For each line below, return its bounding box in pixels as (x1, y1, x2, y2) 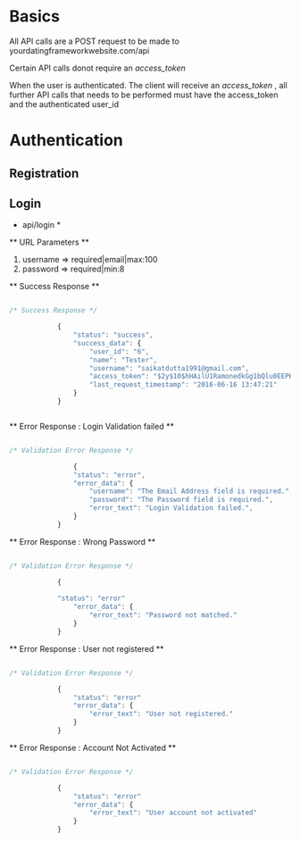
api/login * (21, 220, 61, 230)
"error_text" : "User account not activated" (88, 808, 257, 818)
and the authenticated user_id (9, 98, 120, 109)
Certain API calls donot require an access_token (9, 63, 186, 73)
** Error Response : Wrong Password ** (9, 536, 156, 546)
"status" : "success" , (72, 330, 154, 340)
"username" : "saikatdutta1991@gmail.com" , (88, 363, 250, 372)
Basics (9, 6, 61, 27)
